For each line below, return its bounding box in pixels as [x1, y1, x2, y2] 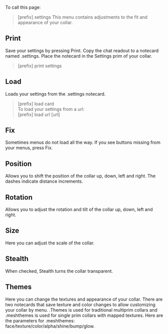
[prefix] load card [17, 101, 54, 107]
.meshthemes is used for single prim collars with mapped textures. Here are [5, 312, 163, 318]
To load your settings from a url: [17, 106, 85, 112]
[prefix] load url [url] [17, 111, 60, 117]
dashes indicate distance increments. [5, 178, 83, 184]
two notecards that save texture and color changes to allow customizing [5, 301, 156, 308]
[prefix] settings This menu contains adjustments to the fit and [17, 14, 148, 20]
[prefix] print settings [17, 63, 62, 69]
